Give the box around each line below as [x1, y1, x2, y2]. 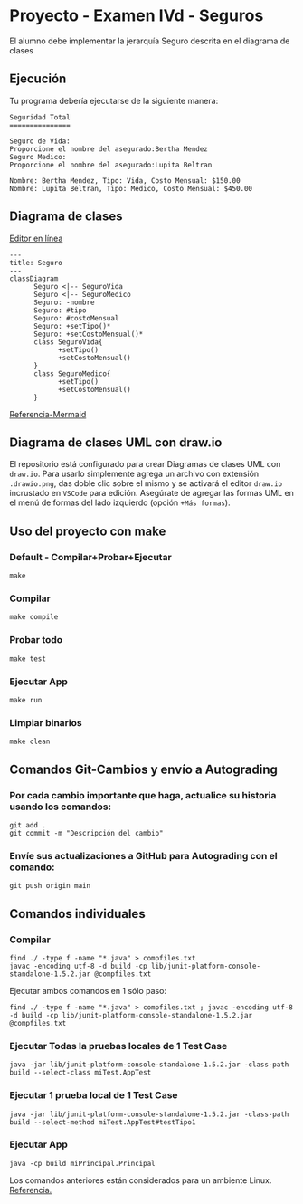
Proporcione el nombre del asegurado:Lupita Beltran [9, 160, 213, 169]
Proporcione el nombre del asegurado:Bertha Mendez [9, 144, 208, 154]
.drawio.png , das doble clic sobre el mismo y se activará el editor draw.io [9, 478, 283, 489]
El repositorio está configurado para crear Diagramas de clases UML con [9, 459, 281, 470]
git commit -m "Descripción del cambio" [9, 828, 165, 837]
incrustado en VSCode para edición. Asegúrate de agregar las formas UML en [9, 488, 294, 499]
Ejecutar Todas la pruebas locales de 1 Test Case [9, 1039, 228, 1052]
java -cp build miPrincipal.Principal [9, 1159, 156, 1168]
